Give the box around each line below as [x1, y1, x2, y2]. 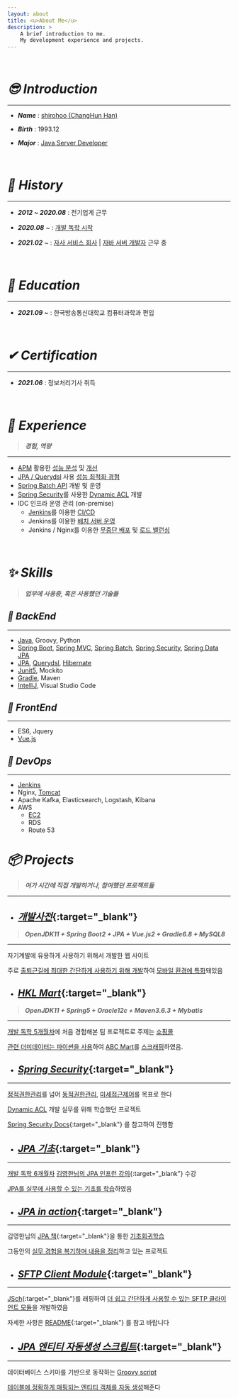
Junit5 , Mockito [17, 666, 64, 675]
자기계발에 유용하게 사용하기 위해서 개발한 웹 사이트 [7, 951, 149, 960]
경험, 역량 [24, 441, 52, 450]
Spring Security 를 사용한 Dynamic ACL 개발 [17, 490, 143, 499]
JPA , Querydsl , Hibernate [17, 658, 92, 667]
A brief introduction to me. [20, 30, 106, 38]
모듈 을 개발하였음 [20, 1303, 69, 1311]
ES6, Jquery [17, 727, 54, 736]
